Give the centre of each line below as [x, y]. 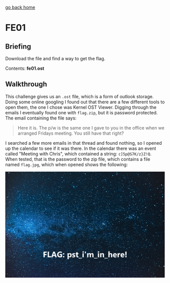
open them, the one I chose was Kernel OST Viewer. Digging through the [81, 107]
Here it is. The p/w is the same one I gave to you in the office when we [91, 128]
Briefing [18, 46]
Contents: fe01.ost [25, 68]
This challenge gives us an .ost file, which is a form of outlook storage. [79, 96]
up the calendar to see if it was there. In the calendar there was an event [81, 148]
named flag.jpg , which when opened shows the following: [67, 165]
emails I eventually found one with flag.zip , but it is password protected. [81, 112]
